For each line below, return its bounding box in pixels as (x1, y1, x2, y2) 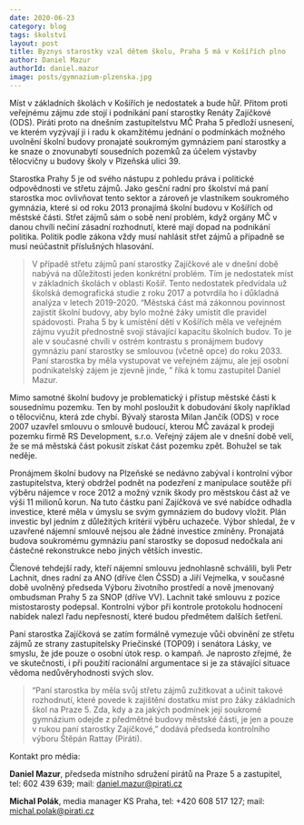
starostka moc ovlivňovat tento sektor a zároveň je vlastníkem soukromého (9, 192, 289, 203)
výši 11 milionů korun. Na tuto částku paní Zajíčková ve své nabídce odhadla (9, 497, 292, 508)
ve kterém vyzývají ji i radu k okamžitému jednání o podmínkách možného (9, 126, 286, 137)
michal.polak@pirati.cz (9, 805, 95, 816)
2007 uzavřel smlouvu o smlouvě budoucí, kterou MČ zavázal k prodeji (9, 420, 275, 432)
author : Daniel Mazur (9, 55, 92, 65)
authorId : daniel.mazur (9, 65, 100, 74)
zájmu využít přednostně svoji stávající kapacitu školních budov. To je (31, 326, 292, 337)
